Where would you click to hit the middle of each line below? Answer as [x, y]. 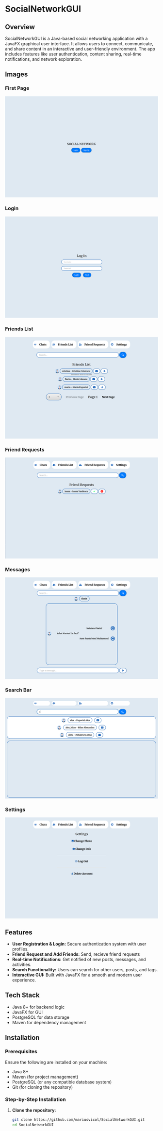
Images [16, 75]
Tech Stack [22, 995]
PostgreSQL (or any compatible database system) [62, 1082]
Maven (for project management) [45, 1077]
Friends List [19, 329]
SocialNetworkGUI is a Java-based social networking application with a [76, 38]
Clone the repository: [34, 1110]
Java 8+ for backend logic [38, 1007]
